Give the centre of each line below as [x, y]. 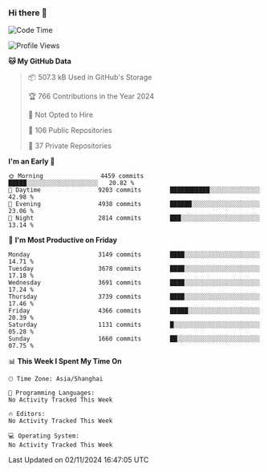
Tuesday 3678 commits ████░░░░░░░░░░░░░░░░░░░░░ [134, 269]
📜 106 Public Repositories [70, 131]
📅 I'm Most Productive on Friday [63, 240]
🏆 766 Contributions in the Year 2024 [91, 96]
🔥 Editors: [27, 414]
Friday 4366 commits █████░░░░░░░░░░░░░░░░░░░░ [134, 311]
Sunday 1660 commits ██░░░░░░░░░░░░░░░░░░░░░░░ [134, 339]
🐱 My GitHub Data [40, 61]
